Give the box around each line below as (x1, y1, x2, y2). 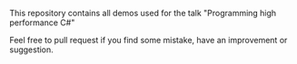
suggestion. (9, 44, 54, 55)
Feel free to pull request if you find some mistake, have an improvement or (9, 35, 288, 45)
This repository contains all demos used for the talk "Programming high (9, 8, 277, 18)
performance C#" (9, 17, 75, 28)
